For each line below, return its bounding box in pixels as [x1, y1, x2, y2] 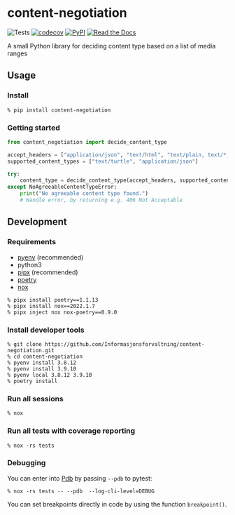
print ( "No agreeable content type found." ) [20, 190, 149, 197]
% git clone [7, 340, 42, 348]
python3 [17, 260, 42, 269]
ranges [7, 49, 28, 58]
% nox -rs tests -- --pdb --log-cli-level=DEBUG [7, 488, 155, 495]
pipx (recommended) [17, 268, 78, 276]
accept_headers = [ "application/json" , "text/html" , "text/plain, [7, 151, 205, 159]
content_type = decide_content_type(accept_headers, [20, 177, 177, 184]
